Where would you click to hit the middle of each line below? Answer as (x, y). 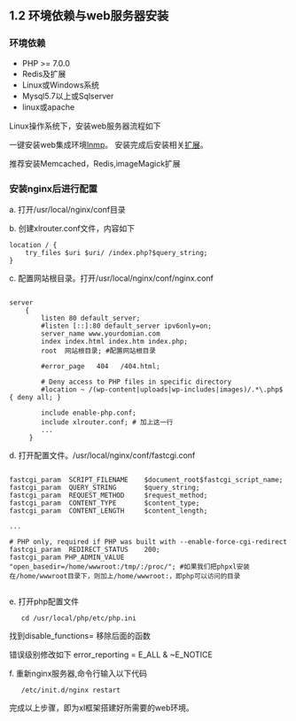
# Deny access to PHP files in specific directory (136, 382)
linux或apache (48, 107)
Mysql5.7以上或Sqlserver (68, 96)
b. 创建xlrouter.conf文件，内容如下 (72, 228)
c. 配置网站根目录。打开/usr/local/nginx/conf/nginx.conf (112, 278)
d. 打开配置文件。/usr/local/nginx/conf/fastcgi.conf (102, 455)
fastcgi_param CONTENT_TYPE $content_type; (105, 503)
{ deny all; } (35, 397)
